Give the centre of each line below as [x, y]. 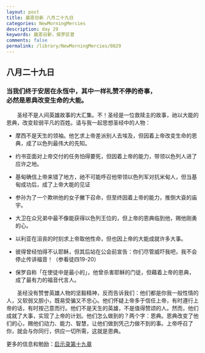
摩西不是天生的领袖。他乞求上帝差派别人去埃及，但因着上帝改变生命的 [103, 136]
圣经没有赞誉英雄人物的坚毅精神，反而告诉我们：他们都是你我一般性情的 [108, 293]
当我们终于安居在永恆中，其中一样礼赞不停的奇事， [81, 91]
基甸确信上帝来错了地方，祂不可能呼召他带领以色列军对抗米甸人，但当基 [106, 176]
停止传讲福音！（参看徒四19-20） [57, 259]
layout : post [23, 12]
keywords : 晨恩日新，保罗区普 [41, 35]
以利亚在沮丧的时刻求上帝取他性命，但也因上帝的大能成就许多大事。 [101, 238]
